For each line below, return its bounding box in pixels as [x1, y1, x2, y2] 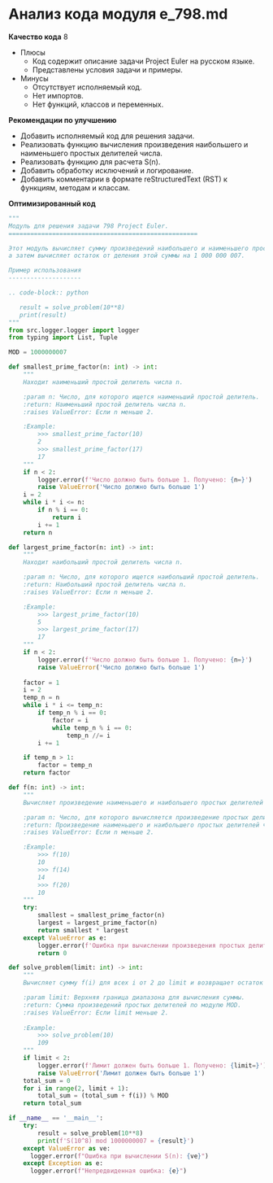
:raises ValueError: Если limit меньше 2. [23, 1008, 169, 1017]
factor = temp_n [37, 762, 93, 770]
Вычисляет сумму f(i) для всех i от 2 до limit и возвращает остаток [23, 979, 264, 987]
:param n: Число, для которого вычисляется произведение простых [23, 813, 249, 822]
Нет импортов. [32, 90, 84, 100]
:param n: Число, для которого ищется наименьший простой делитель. [23, 392, 260, 401]
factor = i [51, 716, 89, 724]
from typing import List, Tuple [8, 334, 118, 342]
